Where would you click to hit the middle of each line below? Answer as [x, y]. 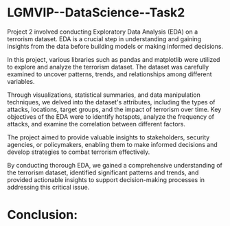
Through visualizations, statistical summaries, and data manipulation [104, 95]
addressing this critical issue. [48, 187]
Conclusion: [43, 215]
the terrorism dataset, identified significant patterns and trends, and [103, 172]
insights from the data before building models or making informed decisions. [115, 46]
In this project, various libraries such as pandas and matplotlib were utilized [114, 59]
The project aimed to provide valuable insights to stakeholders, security [108, 137]
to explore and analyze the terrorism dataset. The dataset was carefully [108, 67]
